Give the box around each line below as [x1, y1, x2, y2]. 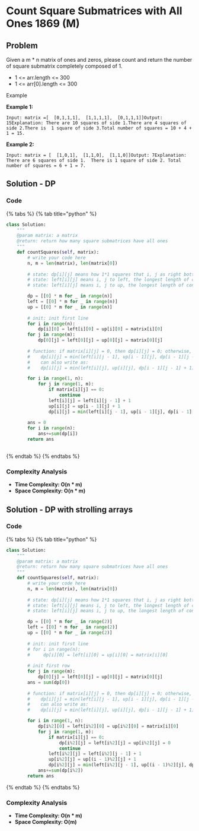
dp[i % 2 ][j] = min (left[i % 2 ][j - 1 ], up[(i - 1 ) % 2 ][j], [48, 762, 187, 768]
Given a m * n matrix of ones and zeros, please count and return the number [6, 56, 192, 63]
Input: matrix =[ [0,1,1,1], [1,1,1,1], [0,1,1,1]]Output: [6, 115, 163, 121]
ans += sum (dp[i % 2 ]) [37, 767, 84, 773]
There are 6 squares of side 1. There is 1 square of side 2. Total [6, 157, 182, 163]
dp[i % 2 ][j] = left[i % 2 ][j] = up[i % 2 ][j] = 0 [59, 740, 171, 746]
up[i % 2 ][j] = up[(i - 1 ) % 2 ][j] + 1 [48, 756, 136, 763]
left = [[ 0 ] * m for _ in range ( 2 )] [27, 624, 118, 630]
